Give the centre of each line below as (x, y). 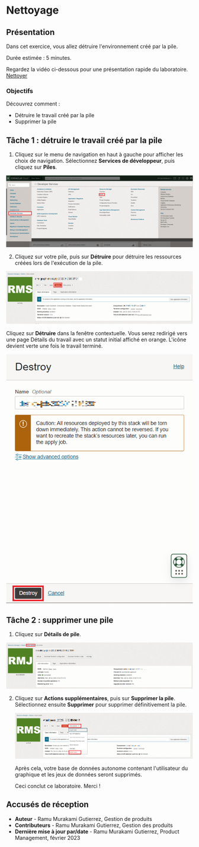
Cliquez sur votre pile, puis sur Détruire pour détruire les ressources (98, 257)
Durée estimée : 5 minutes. (39, 58)
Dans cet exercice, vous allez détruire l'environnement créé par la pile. (92, 46)
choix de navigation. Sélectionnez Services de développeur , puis (95, 161)
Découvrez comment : (33, 104)
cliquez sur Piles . (36, 167)
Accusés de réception (47, 805)
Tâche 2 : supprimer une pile (60, 620)
